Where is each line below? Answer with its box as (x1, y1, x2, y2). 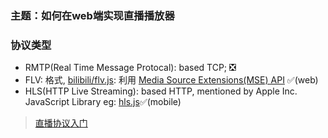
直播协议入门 (34, 117, 88, 129)
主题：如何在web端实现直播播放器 (10, 8, 175, 22)
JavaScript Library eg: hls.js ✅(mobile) (24, 96, 182, 108)
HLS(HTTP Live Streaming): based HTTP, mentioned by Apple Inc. (24, 85, 298, 97)
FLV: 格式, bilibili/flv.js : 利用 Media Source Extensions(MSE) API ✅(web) (24, 74, 319, 86)
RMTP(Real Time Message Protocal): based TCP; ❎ (24, 62, 237, 74)
